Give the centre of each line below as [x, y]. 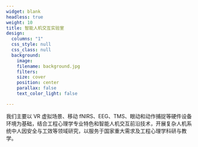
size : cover [31, 77]
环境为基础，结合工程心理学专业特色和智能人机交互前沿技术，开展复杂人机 [96, 123]
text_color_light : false [47, 93]
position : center [38, 83]
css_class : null [31, 50]
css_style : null [31, 45]
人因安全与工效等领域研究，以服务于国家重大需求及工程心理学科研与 [99, 131]
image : [25, 61]
